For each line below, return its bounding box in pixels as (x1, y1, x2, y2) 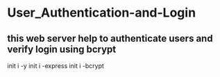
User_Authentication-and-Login (7, 5, 196, 21)
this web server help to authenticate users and (7, 33, 213, 44)
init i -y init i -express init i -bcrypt (7, 62, 104, 70)
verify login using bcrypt (7, 43, 117, 55)
